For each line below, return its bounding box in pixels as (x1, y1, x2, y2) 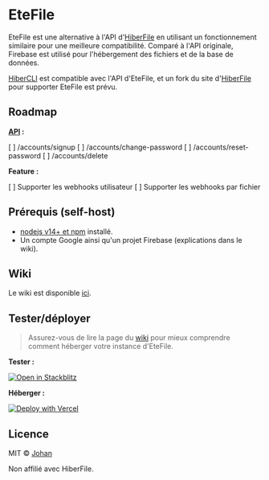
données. (8, 58, 40, 68)
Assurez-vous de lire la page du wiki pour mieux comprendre (27, 333, 230, 343)
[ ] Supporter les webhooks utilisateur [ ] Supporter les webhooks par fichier (8, 182, 261, 191)
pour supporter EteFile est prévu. (8, 82, 118, 92)
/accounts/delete (51, 150, 108, 160)
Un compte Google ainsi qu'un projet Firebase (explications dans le (19, 235, 243, 244)
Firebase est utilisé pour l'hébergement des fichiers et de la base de (8, 49, 234, 59)
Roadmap (8, 105, 58, 119)
